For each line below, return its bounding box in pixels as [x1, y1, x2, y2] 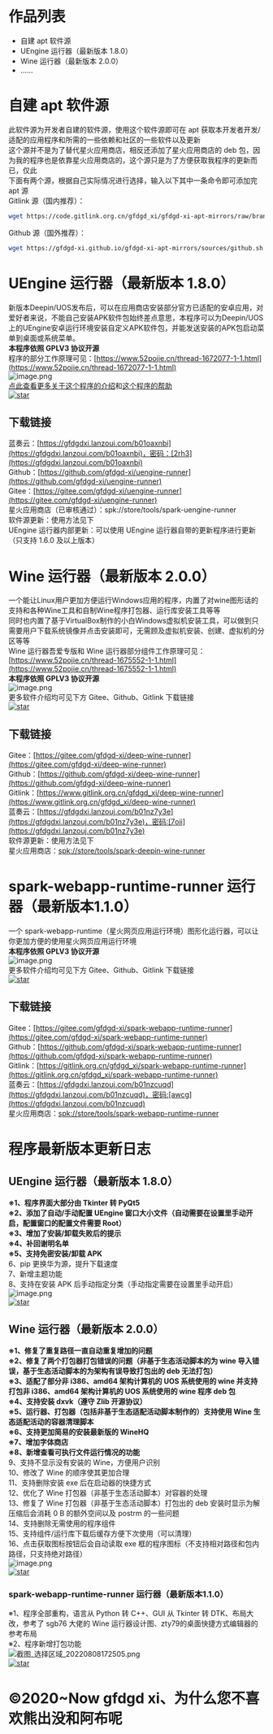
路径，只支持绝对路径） [8, 1549, 87, 1558]
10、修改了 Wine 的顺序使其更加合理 [8, 1467, 130, 1477]
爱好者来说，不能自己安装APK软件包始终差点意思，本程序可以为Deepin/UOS [8, 312, 264, 322]
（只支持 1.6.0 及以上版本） [8, 536, 99, 545]
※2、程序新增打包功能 [8, 1639, 82, 1649]
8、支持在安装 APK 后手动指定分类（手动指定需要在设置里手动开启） [8, 1279, 238, 1289]
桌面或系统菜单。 [22, 332, 80, 342]
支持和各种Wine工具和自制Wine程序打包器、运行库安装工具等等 [8, 606, 221, 615]
